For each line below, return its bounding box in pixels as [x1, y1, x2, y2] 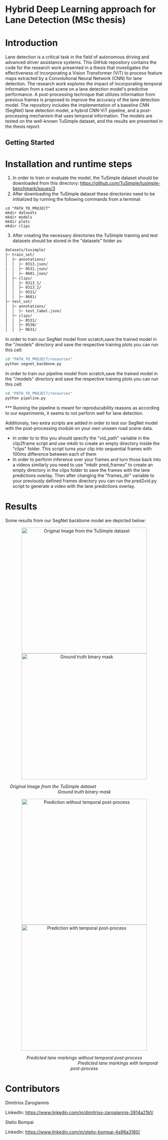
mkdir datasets [5, 210, 37, 216]
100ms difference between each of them [12, 451, 97, 457]
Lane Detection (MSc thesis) [5, 14, 126, 26]
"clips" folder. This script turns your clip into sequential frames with [12, 446, 152, 452]
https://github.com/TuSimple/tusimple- [80, 180, 160, 186]
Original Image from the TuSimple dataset [10, 783, 96, 789]
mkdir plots [5, 219, 30, 225]
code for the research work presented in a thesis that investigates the [5, 64, 149, 71]
